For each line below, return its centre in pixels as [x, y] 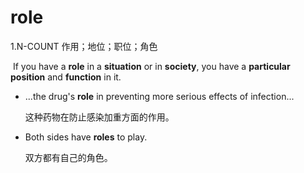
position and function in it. [66, 77]
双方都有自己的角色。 [68, 157]
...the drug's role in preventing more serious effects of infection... [159, 96]
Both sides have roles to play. [86, 137]
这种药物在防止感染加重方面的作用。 [99, 117]
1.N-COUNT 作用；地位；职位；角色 [84, 46]
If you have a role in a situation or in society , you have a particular [151, 66]
